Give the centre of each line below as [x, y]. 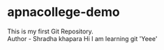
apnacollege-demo [64, 12]
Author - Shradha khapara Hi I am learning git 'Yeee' [82, 38]
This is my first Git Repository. [51, 31]
